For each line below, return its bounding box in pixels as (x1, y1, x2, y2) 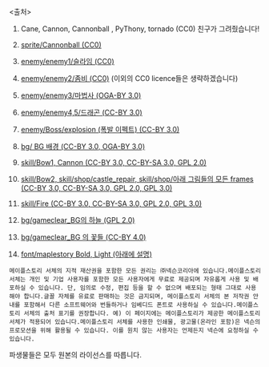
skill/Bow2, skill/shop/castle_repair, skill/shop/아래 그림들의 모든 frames (20, 175, 255, 183)
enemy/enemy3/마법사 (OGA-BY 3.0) (20, 91, 142, 100)
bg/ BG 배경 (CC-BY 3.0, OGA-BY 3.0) (20, 142, 146, 151)
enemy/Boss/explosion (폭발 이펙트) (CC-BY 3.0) (20, 125, 180, 134)
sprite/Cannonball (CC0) (20, 40, 102, 50)
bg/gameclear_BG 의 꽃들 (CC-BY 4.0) (20, 232, 147, 242)
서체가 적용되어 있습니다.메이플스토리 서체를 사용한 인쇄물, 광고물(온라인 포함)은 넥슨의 (9, 318, 261, 326)
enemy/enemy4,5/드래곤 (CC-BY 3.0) (20, 107, 143, 117)
